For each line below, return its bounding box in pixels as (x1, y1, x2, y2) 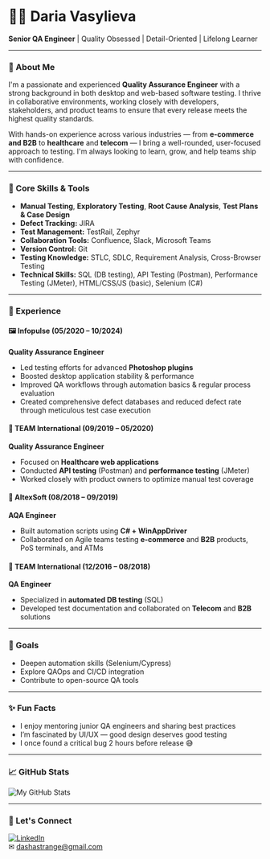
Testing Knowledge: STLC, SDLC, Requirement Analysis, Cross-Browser (19, 253, 261, 262)
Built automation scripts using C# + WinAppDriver (19, 526, 187, 536)
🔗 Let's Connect (8, 816, 72, 827)
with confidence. (8, 155, 64, 165)
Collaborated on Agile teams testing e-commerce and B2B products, (19, 535, 249, 545)
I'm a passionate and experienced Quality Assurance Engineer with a (8, 80, 240, 89)
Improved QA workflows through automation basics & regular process (19, 380, 252, 389)
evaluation (19, 388, 55, 397)
